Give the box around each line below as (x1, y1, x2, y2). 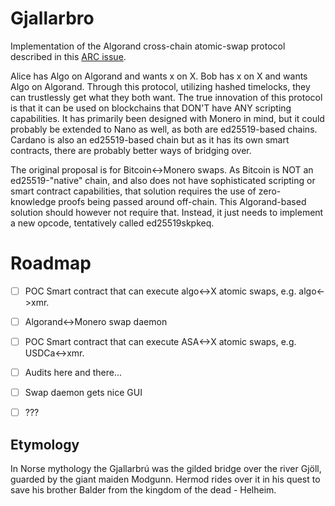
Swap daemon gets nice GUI (24, 387, 143, 399)
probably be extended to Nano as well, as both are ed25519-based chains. (10, 123, 318, 135)
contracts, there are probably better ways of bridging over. (10, 144, 252, 156)
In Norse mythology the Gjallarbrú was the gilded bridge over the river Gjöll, (10, 463, 322, 475)
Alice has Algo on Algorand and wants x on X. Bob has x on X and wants (10, 70, 308, 82)
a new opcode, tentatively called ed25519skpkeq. (10, 217, 215, 229)
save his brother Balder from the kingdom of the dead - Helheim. (10, 484, 277, 496)
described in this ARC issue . (10, 50, 127, 62)
